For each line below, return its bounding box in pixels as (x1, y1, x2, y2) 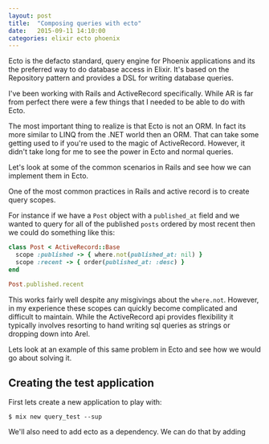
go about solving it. (8, 352, 72, 362)
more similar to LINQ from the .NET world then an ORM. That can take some (8, 130, 259, 140)
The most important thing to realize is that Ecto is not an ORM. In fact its (8, 121, 247, 131)
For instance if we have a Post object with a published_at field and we (8, 210, 240, 221)
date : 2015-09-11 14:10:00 (8, 26, 106, 35)
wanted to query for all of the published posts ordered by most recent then (8, 219, 255, 229)
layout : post (8, 11, 52, 20)
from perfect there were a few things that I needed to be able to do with (8, 97, 245, 107)
